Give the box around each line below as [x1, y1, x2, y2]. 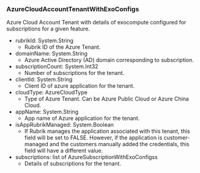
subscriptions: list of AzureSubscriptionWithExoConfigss [15, 154, 158, 161]
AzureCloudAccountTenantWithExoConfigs [6, 5, 139, 13]
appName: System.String [15, 108, 78, 116]
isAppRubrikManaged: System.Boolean [15, 121, 114, 129]
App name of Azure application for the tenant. [24, 115, 140, 122]
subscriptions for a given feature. [6, 25, 91, 32]
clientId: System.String [15, 76, 73, 83]
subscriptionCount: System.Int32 [15, 63, 99, 70]
